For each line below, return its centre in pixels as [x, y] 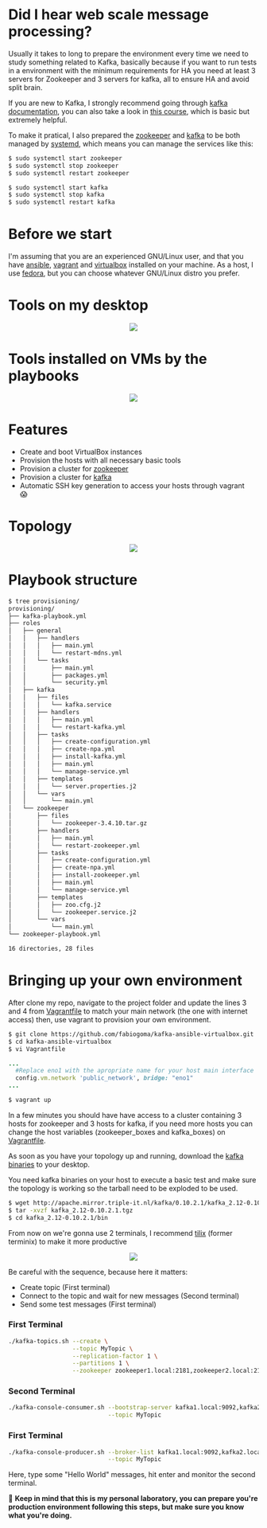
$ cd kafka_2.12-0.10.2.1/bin [58, 1217]
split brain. [25, 87]
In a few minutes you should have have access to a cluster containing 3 [125, 1115]
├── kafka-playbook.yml [48, 616]
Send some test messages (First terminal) [88, 1304]
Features [38, 430]
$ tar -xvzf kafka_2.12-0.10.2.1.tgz [71, 1210]
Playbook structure [73, 580]
